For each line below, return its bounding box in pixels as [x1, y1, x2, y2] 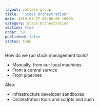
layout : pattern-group [5, 7, 51, 12]
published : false [5, 35, 40, 40]
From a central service [12, 67, 58, 73]
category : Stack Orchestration [5, 21, 69, 26]
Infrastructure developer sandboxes [12, 91, 84, 97]
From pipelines [12, 72, 42, 78]
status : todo [5, 39, 32, 44]
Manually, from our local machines [12, 62, 82, 67]
